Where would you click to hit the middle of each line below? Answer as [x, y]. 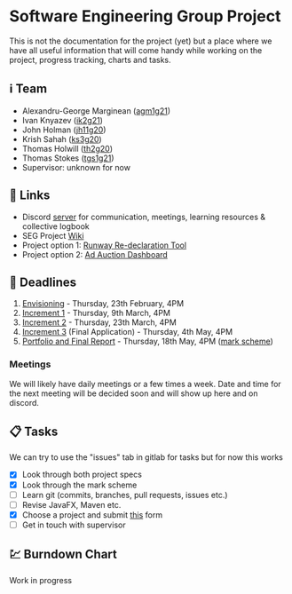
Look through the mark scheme [79, 485]
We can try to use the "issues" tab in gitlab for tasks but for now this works [146, 457]
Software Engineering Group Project [145, 16]
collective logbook [56, 226]
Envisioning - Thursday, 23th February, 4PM [103, 304]
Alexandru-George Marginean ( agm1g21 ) [96, 111]
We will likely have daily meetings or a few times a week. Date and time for [145, 384]
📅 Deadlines [43, 282]
